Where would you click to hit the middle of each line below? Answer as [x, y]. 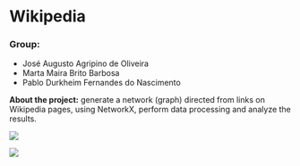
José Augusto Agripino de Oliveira [86, 63]
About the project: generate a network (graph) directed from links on [137, 100]
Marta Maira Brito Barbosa [71, 73]
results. [23, 119]
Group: [25, 45]
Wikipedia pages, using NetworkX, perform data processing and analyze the [150, 110]
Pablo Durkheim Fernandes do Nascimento [101, 83]
